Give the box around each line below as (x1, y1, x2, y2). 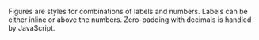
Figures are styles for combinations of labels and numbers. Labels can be (8, 7, 248, 16)
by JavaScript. (8, 24, 55, 32)
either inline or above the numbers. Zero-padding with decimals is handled (8, 15, 252, 24)
